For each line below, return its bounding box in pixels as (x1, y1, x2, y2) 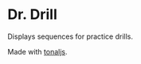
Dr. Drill (7, 6, 57, 24)
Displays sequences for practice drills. (7, 32, 133, 41)
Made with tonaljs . (7, 47, 69, 56)
